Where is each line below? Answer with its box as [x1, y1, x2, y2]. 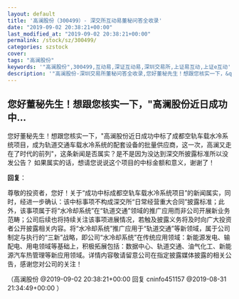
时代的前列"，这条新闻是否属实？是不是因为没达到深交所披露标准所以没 [19, 149, 229, 158]
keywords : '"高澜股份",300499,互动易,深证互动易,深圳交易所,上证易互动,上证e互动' [7, 63, 231, 70]
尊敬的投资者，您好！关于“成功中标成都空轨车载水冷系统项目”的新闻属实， [7, 189, 225, 197]
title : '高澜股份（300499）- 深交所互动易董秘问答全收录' [7, 17, 162, 24]
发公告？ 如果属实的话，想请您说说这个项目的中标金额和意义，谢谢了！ [7, 158, 215, 167]
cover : [7, 51, 27, 58]
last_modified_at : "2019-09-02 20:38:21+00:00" [7, 30, 152, 38]
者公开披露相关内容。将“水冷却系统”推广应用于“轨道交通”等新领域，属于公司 [7, 224, 230, 233]
